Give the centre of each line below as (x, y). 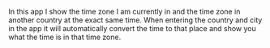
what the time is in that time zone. (65, 37)
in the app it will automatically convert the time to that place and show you (133, 28)
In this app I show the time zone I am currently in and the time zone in (124, 12)
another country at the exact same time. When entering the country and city (135, 20)
